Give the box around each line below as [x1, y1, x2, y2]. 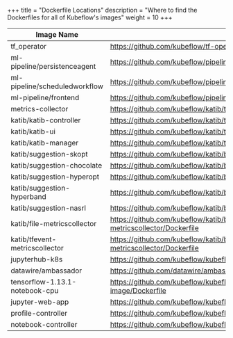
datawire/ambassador [10, 266, 83, 275]
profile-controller [10, 309, 68, 318]
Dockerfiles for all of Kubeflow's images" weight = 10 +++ [7, 13, 173, 22]
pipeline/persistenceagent [10, 62, 96, 71]
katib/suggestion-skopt [10, 150, 88, 159]
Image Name [35, 30, 78, 39]
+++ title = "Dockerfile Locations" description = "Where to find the [7, 6, 198, 14]
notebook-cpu [10, 286, 59, 295]
